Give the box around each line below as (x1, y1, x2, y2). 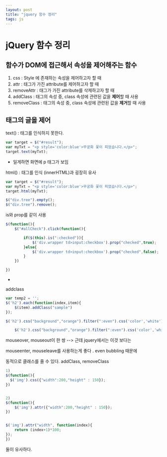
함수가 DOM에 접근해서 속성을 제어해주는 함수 (5, 61, 137, 69)
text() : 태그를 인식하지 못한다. (5, 130, 64, 136)
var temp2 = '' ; (5, 296, 39, 301)
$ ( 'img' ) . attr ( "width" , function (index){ (5, 423, 93, 428)
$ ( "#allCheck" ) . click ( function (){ (14, 227, 86, 231)
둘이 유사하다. (5, 446, 33, 452)
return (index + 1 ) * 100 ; (14, 428, 61, 433)
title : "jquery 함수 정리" (5, 12, 57, 17)
